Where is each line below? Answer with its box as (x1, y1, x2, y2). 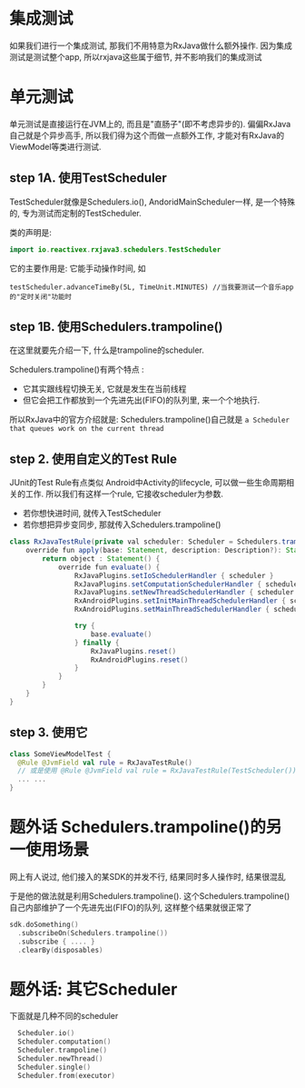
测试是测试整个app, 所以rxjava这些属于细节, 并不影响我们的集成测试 (9, 51, 262, 62)
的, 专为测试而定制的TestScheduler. (9, 207, 143, 218)
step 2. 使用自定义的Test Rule (9, 451, 177, 466)
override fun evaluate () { (57, 563, 161, 572)
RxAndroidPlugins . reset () (90, 655, 189, 664)
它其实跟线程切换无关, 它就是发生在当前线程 (22, 384, 187, 394)
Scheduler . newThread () (17, 1054, 103, 1063)
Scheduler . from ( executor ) (17, 1071, 116, 1080)
